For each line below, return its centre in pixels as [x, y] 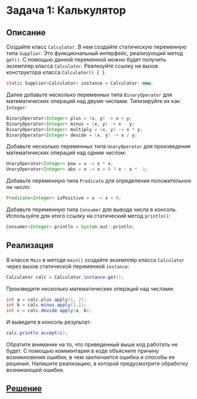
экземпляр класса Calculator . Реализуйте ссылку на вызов [82, 66]
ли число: [19, 187]
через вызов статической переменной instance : [68, 266]
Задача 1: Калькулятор [66, 10]
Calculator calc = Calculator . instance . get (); [65, 277]
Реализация [30, 246]
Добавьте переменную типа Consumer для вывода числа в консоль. [92, 209]
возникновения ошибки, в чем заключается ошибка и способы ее [90, 357]
